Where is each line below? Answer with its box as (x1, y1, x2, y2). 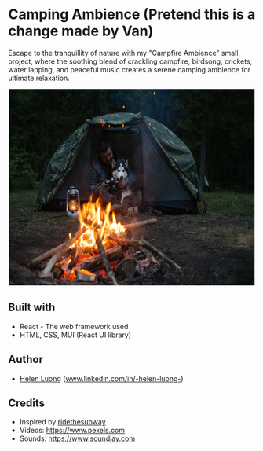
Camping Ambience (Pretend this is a (8, 5, 256, 24)
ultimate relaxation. (8, 73, 71, 82)
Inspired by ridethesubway (19, 417, 106, 427)
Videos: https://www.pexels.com (19, 426, 126, 435)
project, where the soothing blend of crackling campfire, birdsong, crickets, (8, 57, 253, 66)
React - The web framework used (19, 321, 129, 331)
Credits (8, 396, 46, 409)
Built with (8, 301, 56, 314)
